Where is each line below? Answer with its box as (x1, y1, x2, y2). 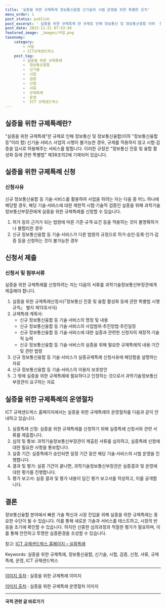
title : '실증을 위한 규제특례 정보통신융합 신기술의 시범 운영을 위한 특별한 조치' (5, 7, 150, 12)
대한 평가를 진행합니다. (12, 469, 56, 475)
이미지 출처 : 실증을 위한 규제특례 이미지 (5, 572, 82, 578)
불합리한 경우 (17, 225, 43, 231)
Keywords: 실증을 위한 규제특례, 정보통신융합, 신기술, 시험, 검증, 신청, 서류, (5, 551, 150, 557)
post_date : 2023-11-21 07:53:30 (5, 26, 72, 31)
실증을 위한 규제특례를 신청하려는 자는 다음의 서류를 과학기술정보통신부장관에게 (5, 282, 157, 288)
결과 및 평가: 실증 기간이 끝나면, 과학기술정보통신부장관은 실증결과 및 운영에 (12, 463, 158, 469)
